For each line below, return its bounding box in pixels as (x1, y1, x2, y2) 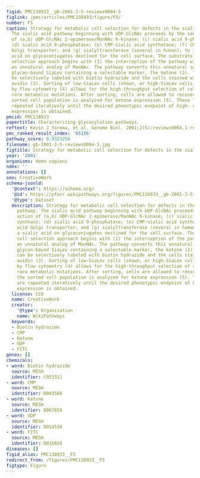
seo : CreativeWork (6, 175, 52, 181)
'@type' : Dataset (11, 197, 55, 203)
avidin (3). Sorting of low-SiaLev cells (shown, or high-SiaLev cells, (11, 81, 196, 87)
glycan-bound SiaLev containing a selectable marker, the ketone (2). (11, 70, 190, 76)
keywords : (11, 318, 36, 324)
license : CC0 (11, 291, 44, 297)
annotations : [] (6, 169, 46, 176)
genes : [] (6, 352, 31, 358)
